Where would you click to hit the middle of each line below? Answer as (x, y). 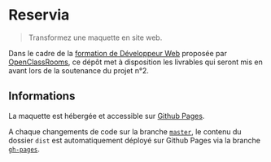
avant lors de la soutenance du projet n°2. (79, 70)
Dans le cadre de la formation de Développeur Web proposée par (118, 53)
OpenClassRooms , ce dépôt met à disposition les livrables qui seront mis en (135, 62)
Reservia (39, 15)
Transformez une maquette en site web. (95, 37)
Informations (42, 96)
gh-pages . (24, 149)
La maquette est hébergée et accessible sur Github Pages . (107, 116)
